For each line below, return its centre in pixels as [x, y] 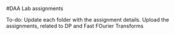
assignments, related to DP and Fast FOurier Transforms [75, 26]
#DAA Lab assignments [35, 8]
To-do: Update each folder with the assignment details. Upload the [87, 20]
